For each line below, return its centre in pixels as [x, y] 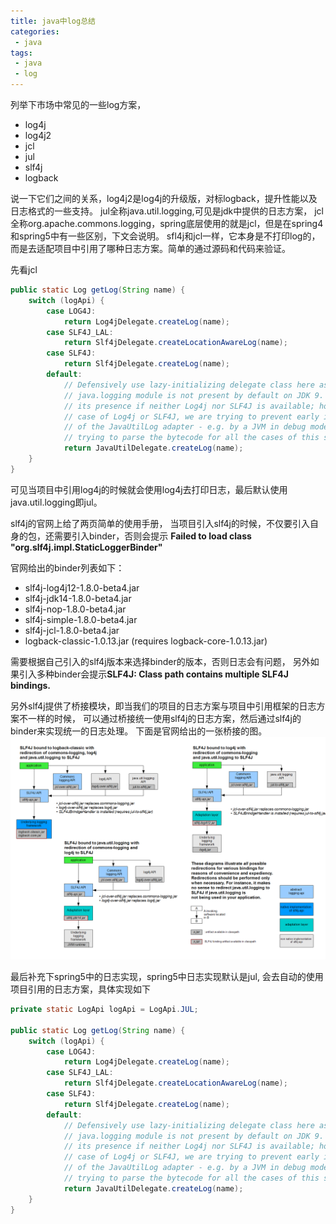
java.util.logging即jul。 [56, 502]
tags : [21, 53]
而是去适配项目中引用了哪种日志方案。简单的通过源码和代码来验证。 [150, 248]
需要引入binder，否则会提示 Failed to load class [152, 536]
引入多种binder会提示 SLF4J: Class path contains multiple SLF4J [153, 674]
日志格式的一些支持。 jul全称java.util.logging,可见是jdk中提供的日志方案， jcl [167, 211]
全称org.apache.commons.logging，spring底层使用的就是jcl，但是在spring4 [167, 223]
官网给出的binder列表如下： [67, 567]
